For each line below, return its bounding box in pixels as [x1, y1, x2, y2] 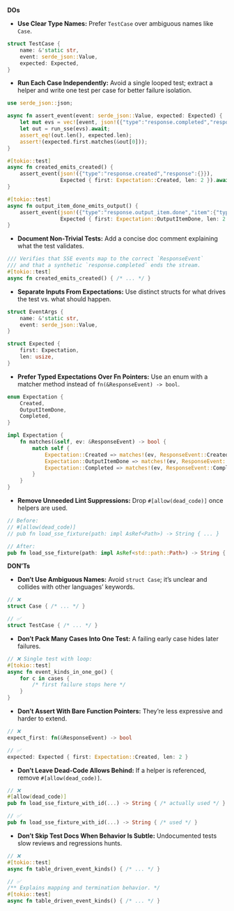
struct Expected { [7, 340, 61, 347]
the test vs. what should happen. [17, 294, 111, 303]
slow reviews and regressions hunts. [17, 838, 123, 847]
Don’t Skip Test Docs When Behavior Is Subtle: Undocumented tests [17, 831, 217, 840]
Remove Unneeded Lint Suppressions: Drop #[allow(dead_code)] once [17, 497, 224, 504]
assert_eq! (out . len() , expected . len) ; [19, 132, 132, 139]
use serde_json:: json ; [7, 100, 73, 107]
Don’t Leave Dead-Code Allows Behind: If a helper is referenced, [17, 766, 207, 774]
